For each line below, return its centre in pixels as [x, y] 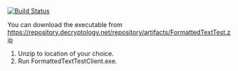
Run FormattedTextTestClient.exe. [67, 61]
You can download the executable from [65, 24]
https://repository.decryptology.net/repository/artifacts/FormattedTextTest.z [119, 32]
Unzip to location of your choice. [66, 54]
